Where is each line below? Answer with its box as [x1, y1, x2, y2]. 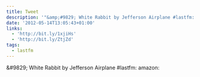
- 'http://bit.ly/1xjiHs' [11, 31, 77, 37]
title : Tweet [6, 8, 39, 15]
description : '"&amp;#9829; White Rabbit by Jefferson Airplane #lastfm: [6, 14, 195, 20]
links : [6, 25, 23, 32]
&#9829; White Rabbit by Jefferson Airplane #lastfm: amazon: [6, 64, 160, 71]
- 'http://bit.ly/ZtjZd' [11, 36, 74, 42]
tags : [6, 42, 20, 48]
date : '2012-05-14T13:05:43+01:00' [6, 20, 95, 26]
